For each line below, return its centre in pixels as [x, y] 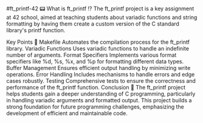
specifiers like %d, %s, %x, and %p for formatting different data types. [95, 61]
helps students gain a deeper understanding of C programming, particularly [101, 94]
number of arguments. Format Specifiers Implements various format [91, 55]
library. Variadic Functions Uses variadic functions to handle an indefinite [98, 48]
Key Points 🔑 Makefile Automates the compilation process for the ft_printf [98, 42]
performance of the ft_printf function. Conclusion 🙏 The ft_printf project [96, 87]
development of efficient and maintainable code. [67, 113]
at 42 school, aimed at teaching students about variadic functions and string [102, 17]
